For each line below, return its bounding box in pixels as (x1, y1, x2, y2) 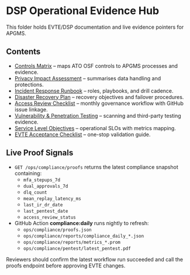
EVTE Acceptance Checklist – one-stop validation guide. (14, 131, 151, 138)
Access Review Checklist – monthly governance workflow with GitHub (14, 100, 184, 107)
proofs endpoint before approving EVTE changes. (6, 262, 126, 269)
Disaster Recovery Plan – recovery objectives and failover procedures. (14, 93, 184, 100)
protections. (14, 81, 44, 88)
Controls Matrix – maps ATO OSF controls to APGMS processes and (14, 62, 178, 69)
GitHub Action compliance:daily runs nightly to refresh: (14, 219, 149, 226)
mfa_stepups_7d (23, 177, 60, 183)
